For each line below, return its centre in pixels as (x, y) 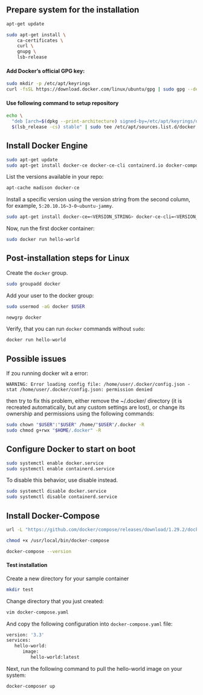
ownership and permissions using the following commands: (80, 414)
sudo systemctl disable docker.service (56, 492)
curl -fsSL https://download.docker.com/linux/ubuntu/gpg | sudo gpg (96, 89)
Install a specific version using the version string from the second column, (98, 199)
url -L (14, 530)
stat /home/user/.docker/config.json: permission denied (79, 390)
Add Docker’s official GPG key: (46, 71)
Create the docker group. (37, 273)
